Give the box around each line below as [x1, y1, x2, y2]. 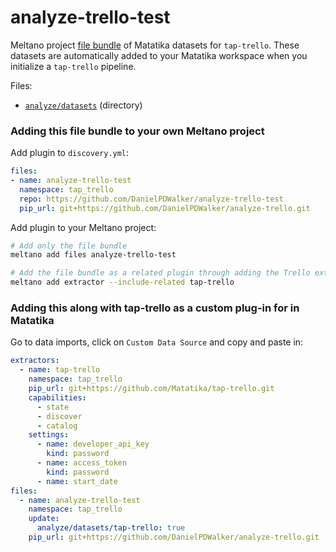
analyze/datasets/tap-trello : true [36, 523, 186, 533]
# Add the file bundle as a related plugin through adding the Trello [10, 268, 311, 278]
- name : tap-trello [19, 365, 101, 375]
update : [28, 514, 60, 524]
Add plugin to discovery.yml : [10, 147, 130, 159]
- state [36, 402, 70, 412]
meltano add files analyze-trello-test [10, 250, 177, 260]
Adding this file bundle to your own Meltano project [10, 124, 265, 138]
